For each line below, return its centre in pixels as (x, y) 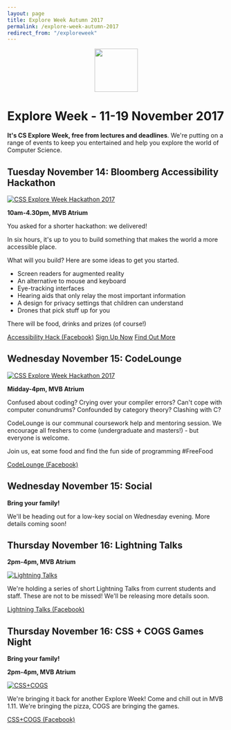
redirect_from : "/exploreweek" (52, 33)
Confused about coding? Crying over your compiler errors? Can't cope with (115, 402)
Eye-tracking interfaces (51, 288)
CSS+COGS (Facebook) (41, 720)
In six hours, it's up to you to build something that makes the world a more (113, 240)
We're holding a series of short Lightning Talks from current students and (112, 589)
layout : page (26, 13)
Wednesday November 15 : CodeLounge (94, 359)
